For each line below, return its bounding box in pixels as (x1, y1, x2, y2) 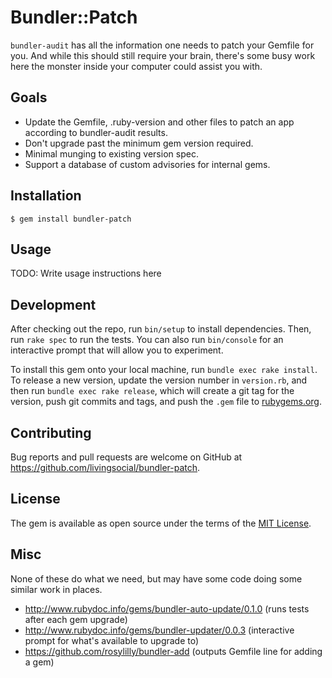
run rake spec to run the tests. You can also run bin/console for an (10, 334, 284, 346)
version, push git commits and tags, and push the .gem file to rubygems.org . (10, 396, 323, 408)
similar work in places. (10, 583, 103, 595)
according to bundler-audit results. (24, 126, 168, 138)
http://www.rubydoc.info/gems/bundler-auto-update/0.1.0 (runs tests (24, 602, 310, 615)
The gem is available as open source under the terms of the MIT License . (10, 517, 312, 529)
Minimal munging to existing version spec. (24, 147, 199, 160)
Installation (10, 187, 82, 205)
